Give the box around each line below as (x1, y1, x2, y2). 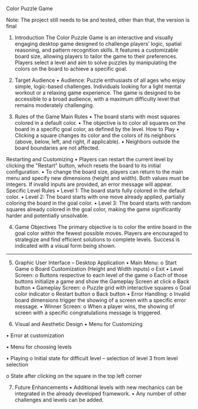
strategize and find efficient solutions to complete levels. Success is (14, 236, 180, 243)
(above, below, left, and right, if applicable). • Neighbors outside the (14, 138, 180, 145)
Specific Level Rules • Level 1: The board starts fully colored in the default (6, 187, 186, 194)
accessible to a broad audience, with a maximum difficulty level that (14, 95, 180, 102)
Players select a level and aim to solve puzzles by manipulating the (14, 59, 177, 66)
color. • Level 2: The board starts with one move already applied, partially (6, 194, 184, 200)
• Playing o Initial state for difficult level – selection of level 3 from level (6, 355, 178, 361)
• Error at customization (6, 332, 65, 339)
